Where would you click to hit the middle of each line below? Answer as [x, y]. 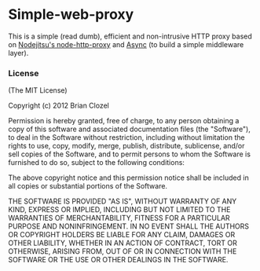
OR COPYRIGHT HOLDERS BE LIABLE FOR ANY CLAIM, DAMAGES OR [122, 235]
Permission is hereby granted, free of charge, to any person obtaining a [124, 121]
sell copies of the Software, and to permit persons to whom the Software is [130, 154]
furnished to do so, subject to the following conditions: [96, 163]
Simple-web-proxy [71, 15]
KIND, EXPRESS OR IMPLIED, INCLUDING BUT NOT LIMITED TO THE [119, 210]
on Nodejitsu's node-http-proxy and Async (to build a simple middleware [126, 44]
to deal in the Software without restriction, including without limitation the [126, 137]
